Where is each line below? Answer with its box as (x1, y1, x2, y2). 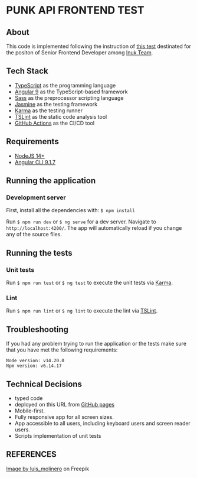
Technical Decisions (6, 379, 83, 389)
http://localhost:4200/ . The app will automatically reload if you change (6, 225, 182, 232)
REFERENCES (6, 450, 57, 460)
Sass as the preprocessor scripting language (14, 94, 124, 101)
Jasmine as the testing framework (14, 100, 98, 108)
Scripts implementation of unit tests (14, 432, 101, 439)
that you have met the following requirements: (6, 346, 118, 353)
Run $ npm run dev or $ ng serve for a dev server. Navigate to (6, 218, 156, 225)
